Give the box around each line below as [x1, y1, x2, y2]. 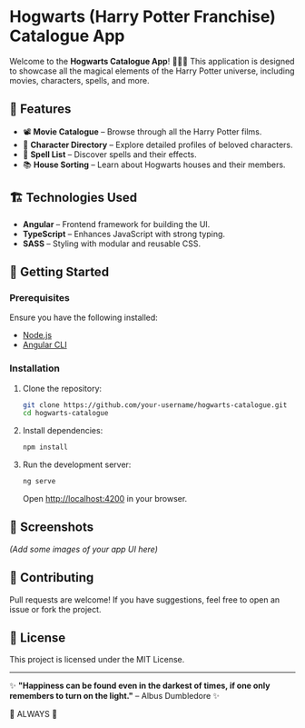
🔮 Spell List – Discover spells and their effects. [22, 148, 197, 160]
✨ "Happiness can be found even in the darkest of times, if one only [9, 680, 271, 692]
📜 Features [9, 102, 72, 117]
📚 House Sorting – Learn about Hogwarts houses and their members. [22, 159, 286, 170]
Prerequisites [9, 291, 70, 304]
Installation [9, 362, 61, 374]
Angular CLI [22, 339, 67, 351]
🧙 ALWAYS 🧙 [9, 709, 57, 720]
